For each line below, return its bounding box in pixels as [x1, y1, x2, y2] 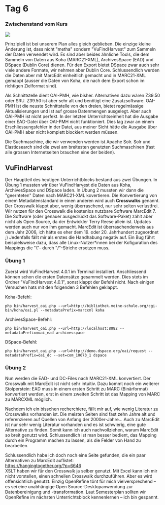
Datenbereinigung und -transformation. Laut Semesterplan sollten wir [5, 489, 146, 495]
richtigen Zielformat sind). [5, 83, 58, 89]
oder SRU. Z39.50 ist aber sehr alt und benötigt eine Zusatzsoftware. [5, 98, 145, 104]
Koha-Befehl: [5, 294, 32, 300]
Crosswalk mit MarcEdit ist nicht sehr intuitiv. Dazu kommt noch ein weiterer [5, 381, 160, 387]
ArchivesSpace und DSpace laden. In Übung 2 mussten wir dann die [5, 187, 144, 193]
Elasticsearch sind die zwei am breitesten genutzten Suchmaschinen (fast [5, 144, 155, 150]
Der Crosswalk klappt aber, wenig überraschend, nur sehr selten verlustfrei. [5, 203, 159, 209]
